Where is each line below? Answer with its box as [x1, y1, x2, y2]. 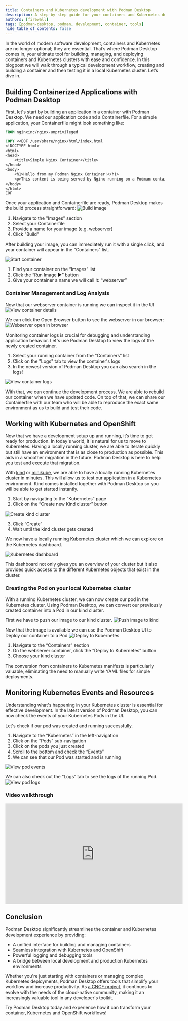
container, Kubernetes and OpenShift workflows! [5, 1010, 107, 1016]
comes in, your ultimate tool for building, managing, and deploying [5, 51, 143, 57]
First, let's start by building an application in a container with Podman [5, 109, 149, 115]
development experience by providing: [5, 932, 86, 938]
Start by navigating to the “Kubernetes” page [12, 496, 106, 502]
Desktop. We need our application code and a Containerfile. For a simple [5, 114, 157, 120]
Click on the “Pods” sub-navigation [12, 738, 86, 744]
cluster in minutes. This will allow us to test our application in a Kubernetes [5, 475, 161, 481]
